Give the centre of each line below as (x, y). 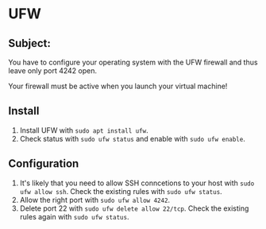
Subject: (30, 43)
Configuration (44, 164)
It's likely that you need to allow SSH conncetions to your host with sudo (137, 183)
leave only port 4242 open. (53, 71)
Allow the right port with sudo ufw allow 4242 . (95, 200)
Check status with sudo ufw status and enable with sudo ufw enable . (133, 138)
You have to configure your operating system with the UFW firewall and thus (133, 62)
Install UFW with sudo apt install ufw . (84, 130)
